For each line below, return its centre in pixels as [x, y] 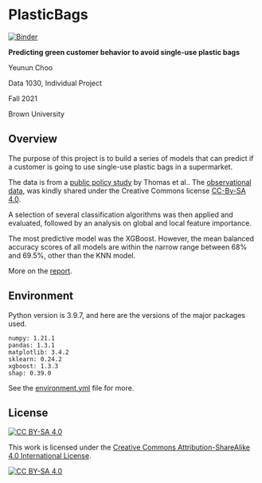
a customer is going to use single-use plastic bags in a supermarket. [121, 167]
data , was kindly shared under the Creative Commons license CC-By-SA [127, 190]
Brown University [37, 114]
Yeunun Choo [31, 67]
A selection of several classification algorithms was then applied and [121, 214]
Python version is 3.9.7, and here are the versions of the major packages [127, 315]
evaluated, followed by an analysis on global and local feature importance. [130, 223]
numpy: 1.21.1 [32, 338]
